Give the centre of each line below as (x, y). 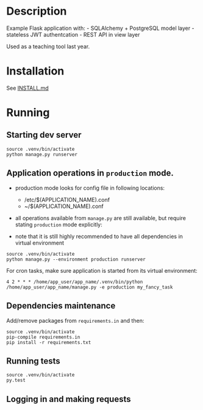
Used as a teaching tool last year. (48, 46)
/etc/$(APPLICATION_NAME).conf (67, 200)
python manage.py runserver (42, 154)
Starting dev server (44, 135)
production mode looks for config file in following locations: (90, 188)
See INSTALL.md (27, 88)
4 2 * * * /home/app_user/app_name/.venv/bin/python (75, 282)
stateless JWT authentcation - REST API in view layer (73, 34)
